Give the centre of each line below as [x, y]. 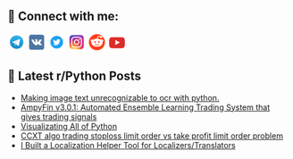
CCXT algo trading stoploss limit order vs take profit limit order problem [152, 136]
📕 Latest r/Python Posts [75, 76]
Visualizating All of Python [68, 126]
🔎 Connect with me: [63, 17]
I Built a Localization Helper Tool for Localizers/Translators [128, 145]
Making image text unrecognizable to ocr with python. [120, 97]
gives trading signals [59, 116]
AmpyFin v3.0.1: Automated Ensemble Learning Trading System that [145, 107]
